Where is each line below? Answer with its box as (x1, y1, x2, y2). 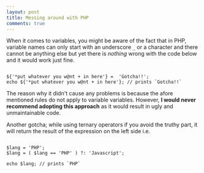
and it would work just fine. (6, 56, 75, 64)
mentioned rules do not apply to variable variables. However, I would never (6, 96, 196, 104)
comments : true (6, 20, 45, 26)
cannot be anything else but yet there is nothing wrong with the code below (6, 50, 197, 57)
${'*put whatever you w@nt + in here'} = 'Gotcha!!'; (6, 74, 149, 80)
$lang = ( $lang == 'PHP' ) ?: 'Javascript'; (6, 150, 124, 156)
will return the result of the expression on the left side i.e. (6, 128, 151, 135)
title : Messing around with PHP (6, 15, 89, 21)
